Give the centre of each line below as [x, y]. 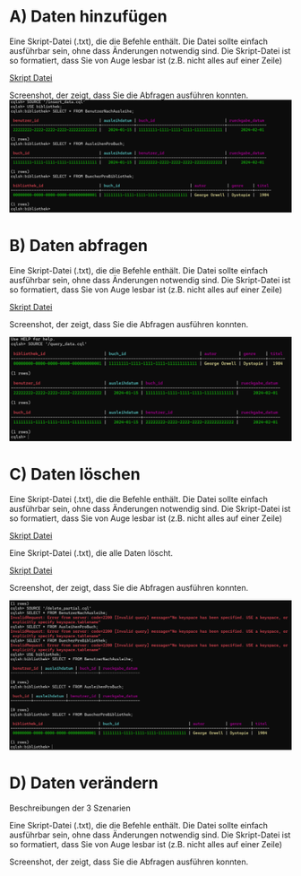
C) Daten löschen [75, 474]
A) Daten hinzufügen [88, 17]
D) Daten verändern [84, 783]
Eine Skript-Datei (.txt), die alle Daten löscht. [91, 552]
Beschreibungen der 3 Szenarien [70, 808]
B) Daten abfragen [79, 245]
